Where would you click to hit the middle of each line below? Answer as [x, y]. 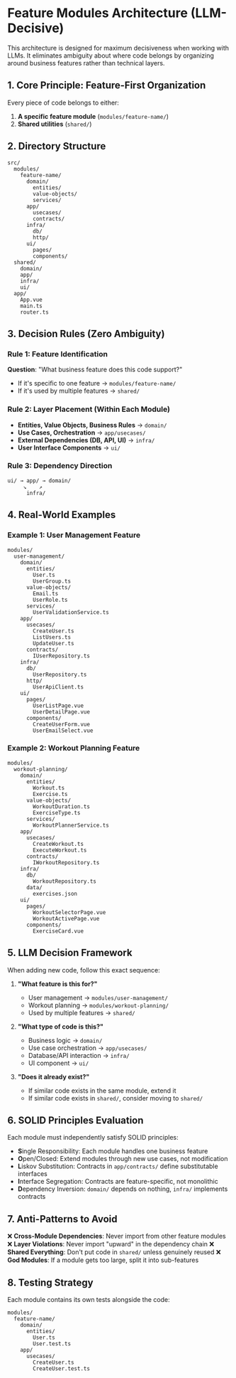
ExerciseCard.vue [58, 931]
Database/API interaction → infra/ [79, 1055]
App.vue [31, 300]
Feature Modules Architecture [97, 13]
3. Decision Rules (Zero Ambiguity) [86, 333]
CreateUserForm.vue [62, 724]
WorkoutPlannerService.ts [71, 825]
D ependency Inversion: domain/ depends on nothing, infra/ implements [123, 1189]
